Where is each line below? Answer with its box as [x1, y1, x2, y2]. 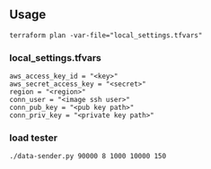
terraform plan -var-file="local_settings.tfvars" [9, 30, 203, 39]
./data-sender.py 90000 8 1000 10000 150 [9, 152, 167, 161]
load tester [9, 131, 58, 144]
